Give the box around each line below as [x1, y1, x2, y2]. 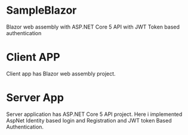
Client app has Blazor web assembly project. [6, 70, 116, 77]
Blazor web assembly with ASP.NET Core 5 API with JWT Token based [6, 23, 180, 30]
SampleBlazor [6, 4, 77, 17]
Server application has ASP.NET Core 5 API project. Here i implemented [6, 111, 183, 118]
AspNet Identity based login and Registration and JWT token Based [6, 117, 172, 124]
